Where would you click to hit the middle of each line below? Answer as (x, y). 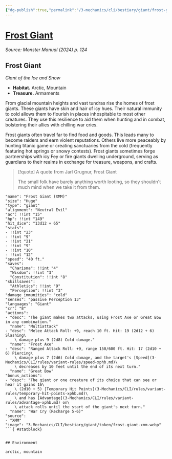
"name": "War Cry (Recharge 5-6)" (47, 412)
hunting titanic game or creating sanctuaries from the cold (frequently (79, 146)
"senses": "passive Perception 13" (43, 300)
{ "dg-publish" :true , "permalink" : (41, 10)
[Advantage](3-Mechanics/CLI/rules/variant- (86, 398)
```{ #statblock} (24, 430)
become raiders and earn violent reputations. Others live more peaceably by (86, 140)
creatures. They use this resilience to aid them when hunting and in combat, (85, 119)
